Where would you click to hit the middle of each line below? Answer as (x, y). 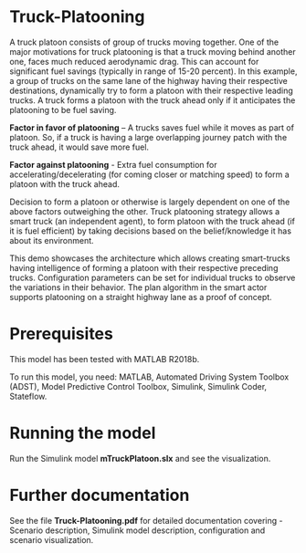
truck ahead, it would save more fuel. (79, 147)
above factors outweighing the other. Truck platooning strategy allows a (145, 211)
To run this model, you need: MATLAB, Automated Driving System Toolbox (149, 377)
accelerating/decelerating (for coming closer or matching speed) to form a (149, 174)
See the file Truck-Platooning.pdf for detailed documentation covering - (146, 520)
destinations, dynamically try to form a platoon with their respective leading (152, 90)
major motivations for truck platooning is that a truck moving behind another (153, 51)
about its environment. (52, 240)
